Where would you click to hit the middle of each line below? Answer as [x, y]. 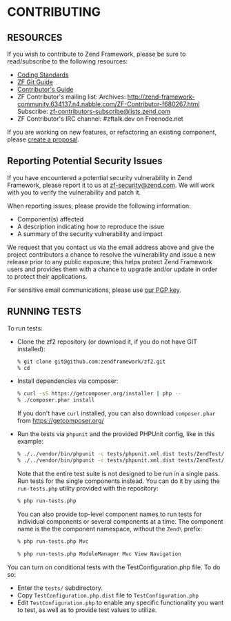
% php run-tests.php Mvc [53, 541]
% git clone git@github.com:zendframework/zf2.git [91, 362]
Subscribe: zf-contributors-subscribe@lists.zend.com [94, 111]
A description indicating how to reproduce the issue [91, 226]
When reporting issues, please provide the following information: [99, 206]
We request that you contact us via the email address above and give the [111, 247]
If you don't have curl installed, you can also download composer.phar [116, 413]
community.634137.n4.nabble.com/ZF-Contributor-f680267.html [108, 104]
